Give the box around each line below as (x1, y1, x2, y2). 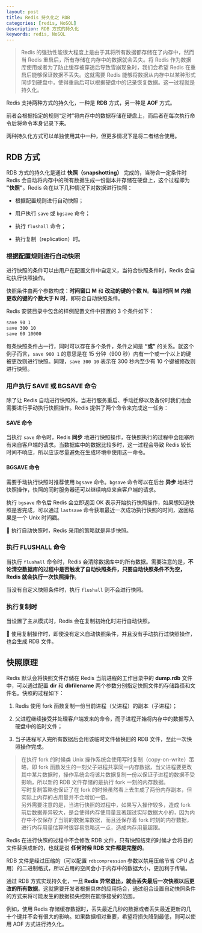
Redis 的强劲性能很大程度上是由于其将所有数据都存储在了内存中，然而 (20, 49, 195, 56)
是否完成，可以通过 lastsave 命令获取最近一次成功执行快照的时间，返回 (11, 506, 189, 513)
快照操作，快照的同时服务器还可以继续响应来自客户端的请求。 (6, 486, 159, 493)
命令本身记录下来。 (22, 120, 70, 127)
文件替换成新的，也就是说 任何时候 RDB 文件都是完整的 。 (6, 844, 148, 851)
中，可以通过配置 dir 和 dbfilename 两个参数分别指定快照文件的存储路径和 (6, 682, 191, 689)
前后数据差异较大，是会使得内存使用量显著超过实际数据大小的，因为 (20, 809, 190, 816)
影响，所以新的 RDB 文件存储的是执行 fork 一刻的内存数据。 (20, 778, 170, 786)
